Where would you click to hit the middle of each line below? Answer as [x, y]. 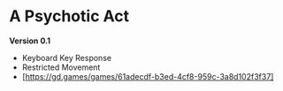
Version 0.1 [30, 41]
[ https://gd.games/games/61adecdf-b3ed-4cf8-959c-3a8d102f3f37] [148, 76]
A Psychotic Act [69, 16]
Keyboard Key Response [67, 57]
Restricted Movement [61, 67]
